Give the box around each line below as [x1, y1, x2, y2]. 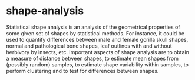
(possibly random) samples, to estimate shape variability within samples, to [6, 61, 189, 68]
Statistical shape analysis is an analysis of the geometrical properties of [6, 24, 181, 31]
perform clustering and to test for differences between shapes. [6, 67, 159, 74]
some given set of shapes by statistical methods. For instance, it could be [6, 29, 185, 36]
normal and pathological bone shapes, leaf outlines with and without [6, 42, 172, 49]
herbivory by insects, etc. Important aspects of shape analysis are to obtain [6, 48, 190, 55]
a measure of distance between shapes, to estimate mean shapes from [6, 55, 179, 62]
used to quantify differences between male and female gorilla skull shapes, [6, 36, 189, 43]
